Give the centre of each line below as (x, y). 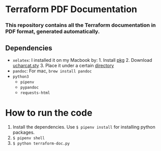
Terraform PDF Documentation (71, 9)
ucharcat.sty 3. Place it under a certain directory (63, 65)
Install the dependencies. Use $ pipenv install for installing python (84, 127)
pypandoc (29, 87)
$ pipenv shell (29, 138)
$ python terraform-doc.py (41, 143)
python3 (21, 77)
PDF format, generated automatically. (53, 31)
